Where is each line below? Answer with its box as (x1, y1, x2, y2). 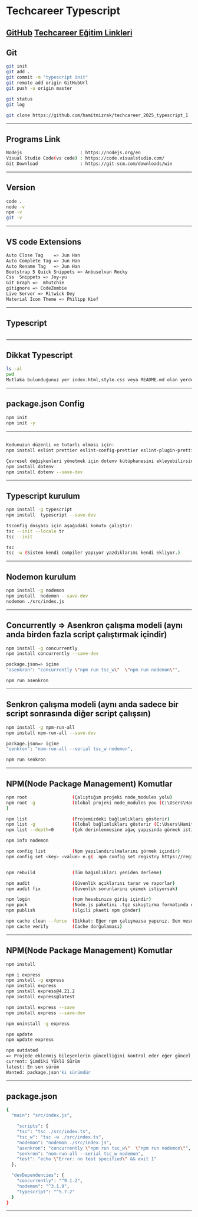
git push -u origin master (6, 85, 72, 91)
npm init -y (6, 420, 35, 426)
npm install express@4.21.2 (6, 988, 75, 994)
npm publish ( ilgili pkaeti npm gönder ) (6, 907, 141, 914)
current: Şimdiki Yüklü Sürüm (6, 1059, 81, 1065)
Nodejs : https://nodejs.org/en (6, 150, 141, 156)
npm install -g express (6, 977, 65, 984)
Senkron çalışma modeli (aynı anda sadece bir (6, 699, 179, 710)
